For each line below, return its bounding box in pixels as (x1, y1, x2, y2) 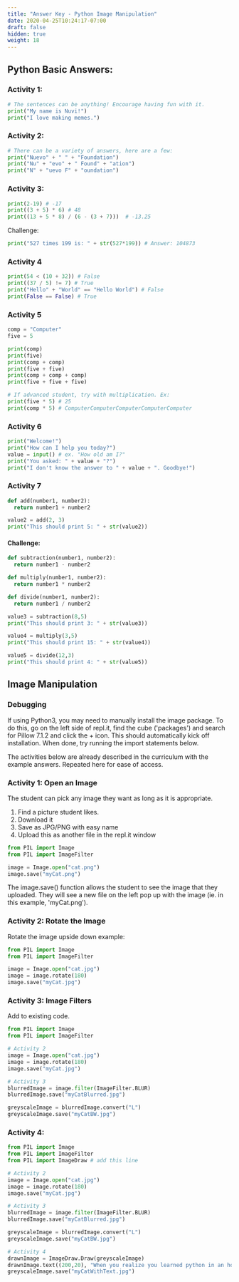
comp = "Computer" (7, 326, 62, 334)
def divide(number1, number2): (7, 593, 100, 601)
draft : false (7, 24, 46, 31)
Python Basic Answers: (7, 63, 114, 76)
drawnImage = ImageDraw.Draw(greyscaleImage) (7, 1255, 144, 1262)
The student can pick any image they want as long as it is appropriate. (7, 794, 213, 802)
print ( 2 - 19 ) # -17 (7, 200, 62, 207)
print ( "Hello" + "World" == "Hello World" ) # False (7, 286, 164, 294)
